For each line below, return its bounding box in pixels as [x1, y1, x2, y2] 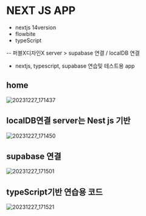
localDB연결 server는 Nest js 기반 [6, 116, 131, 126]
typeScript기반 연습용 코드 [6, 187, 103, 197]
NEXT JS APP [6, 4, 76, 18]
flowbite [15, 30, 36, 37]
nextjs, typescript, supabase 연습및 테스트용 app [15, 62, 135, 69]
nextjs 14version [15, 24, 57, 31]
